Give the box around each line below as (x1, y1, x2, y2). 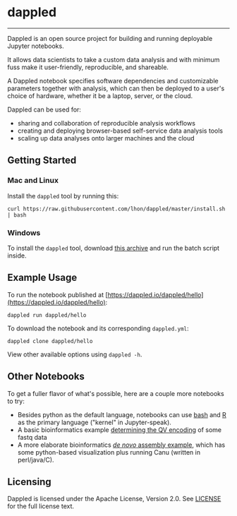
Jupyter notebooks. (7, 42, 65, 50)
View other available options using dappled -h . (7, 350, 142, 359)
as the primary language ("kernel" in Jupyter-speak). (17, 418, 171, 426)
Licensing (7, 476, 51, 488)
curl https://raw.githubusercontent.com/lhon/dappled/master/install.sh (7, 205, 226, 212)
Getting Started (7, 155, 77, 167)
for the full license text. (7, 502, 75, 510)
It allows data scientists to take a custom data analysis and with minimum (7, 55, 220, 64)
